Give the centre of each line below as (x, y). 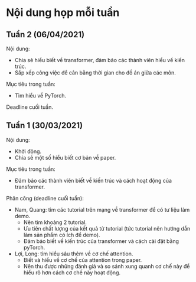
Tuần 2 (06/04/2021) (45, 35)
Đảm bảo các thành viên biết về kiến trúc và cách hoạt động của (93, 180)
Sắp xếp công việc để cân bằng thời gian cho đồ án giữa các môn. (95, 73)
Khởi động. (28, 151)
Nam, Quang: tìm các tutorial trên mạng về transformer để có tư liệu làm (102, 209)
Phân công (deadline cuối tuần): (45, 198)
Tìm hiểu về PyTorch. (40, 95)
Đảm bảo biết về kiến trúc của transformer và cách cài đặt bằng (101, 241)
